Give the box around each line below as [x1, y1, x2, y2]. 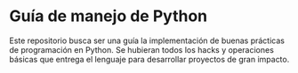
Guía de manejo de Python [9, 6, 207, 26]
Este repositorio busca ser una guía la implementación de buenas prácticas [9, 35, 285, 46]
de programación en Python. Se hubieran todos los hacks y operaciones [9, 44, 274, 55]
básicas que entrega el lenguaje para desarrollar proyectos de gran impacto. [9, 54, 290, 64]
